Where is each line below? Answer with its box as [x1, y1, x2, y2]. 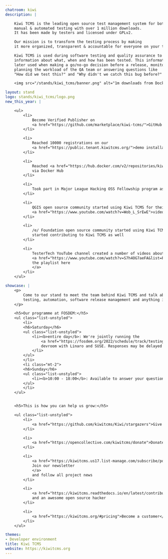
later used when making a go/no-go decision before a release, [14, 62, 149, 68]
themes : [5, 532, 21, 537]
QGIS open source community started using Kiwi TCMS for [31, 205, 153, 210]
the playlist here [31, 260, 70, 265]
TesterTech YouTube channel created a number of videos [31, 251, 151, 256]
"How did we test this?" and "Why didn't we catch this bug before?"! [14, 72, 164, 77]
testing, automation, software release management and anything [23, 297, 160, 302]
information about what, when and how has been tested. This [14, 58, 144, 63]
